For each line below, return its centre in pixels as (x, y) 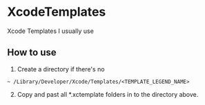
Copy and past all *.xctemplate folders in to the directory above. (108, 94)
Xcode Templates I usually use (51, 31)
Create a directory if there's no (61, 69)
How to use (32, 52)
